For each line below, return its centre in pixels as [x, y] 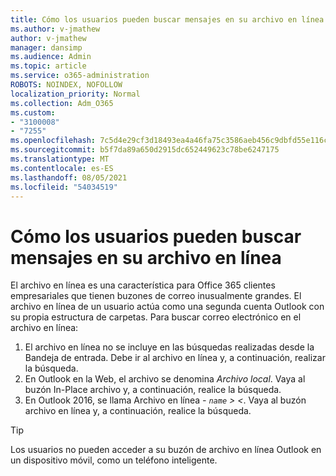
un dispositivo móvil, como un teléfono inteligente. [114, 460]
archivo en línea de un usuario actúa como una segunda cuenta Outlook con [167, 307]
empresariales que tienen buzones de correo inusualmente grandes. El [156, 296]
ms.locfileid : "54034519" [64, 187]
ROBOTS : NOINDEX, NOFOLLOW [66, 85]
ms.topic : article [48, 66]
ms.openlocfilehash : [53, 141]
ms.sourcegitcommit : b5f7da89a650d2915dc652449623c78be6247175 [145, 150]
